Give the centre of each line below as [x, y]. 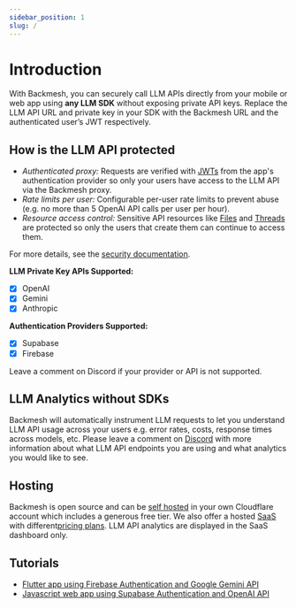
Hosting [32, 485]
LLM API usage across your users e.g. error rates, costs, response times [140, 429]
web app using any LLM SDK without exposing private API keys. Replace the [148, 104]
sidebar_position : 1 [47, 17]
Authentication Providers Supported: [79, 326]
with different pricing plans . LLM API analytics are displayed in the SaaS [139, 526]
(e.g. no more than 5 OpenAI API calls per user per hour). [125, 209]
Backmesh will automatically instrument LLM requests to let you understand [147, 420]
